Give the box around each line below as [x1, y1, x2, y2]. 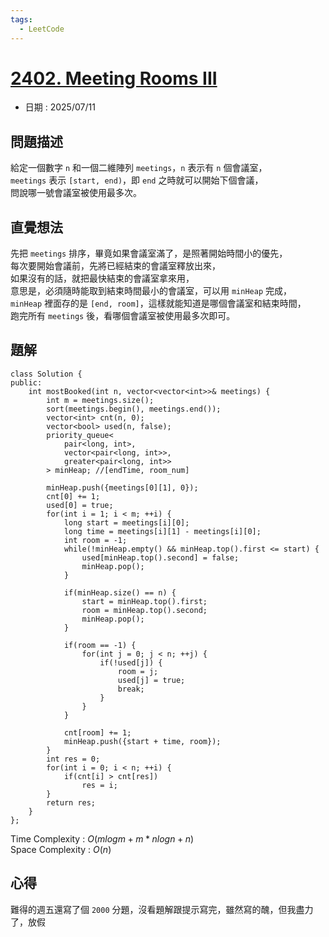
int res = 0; [46, 754, 101, 764]
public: [10, 377, 43, 388]
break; [117, 684, 145, 694]
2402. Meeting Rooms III [10, 67, 218, 90]
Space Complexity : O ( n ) [10, 843, 112, 855]
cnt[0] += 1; [46, 491, 101, 501]
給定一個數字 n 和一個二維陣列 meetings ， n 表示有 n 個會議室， [10, 162, 268, 174]
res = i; [81, 780, 118, 790]
